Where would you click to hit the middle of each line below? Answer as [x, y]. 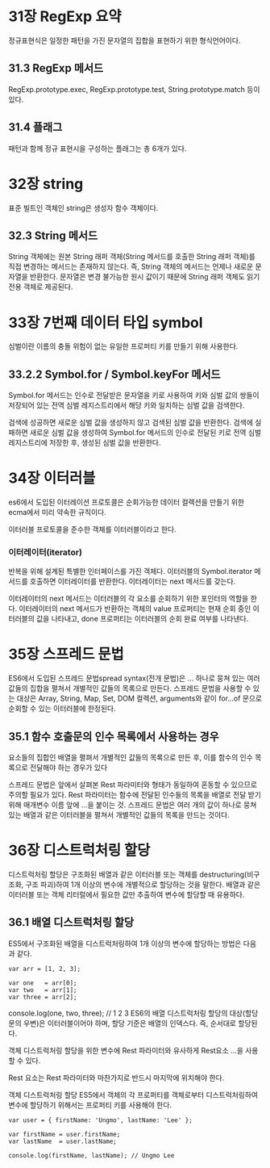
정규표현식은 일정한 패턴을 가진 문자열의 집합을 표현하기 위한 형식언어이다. [125, 40]
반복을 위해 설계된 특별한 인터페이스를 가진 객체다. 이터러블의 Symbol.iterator [131, 571]
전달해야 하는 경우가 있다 [69, 768]
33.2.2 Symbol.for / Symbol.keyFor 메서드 [114, 374]
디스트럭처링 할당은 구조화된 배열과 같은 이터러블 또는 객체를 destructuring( [128, 874]
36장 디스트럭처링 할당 [79, 850]
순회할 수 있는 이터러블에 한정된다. [62, 709]
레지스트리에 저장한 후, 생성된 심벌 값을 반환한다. [85, 443]
